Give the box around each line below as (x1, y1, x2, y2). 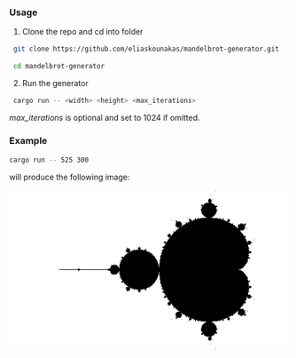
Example (9, 134, 48, 147)
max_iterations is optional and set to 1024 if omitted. (9, 112, 201, 123)
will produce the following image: (9, 171, 130, 183)
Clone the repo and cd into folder (21, 27, 144, 37)
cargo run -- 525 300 (9, 155, 90, 165)
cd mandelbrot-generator (12, 62, 105, 71)
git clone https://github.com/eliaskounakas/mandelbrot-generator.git (12, 44, 279, 54)
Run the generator (21, 78, 89, 89)
